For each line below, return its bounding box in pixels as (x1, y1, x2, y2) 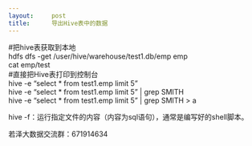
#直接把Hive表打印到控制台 (8, 69, 99, 79)
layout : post (8, 11, 67, 20)
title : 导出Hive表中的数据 (8, 19, 108, 27)
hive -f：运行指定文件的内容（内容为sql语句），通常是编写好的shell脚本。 (8, 112, 249, 121)
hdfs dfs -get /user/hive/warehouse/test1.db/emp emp (8, 51, 189, 61)
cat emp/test (8, 59, 51, 69)
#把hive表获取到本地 (8, 42, 76, 52)
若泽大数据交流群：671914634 (8, 129, 108, 139)
